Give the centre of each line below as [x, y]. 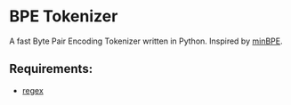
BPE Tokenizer [64, 16]
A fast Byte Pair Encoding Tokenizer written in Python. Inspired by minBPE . [146, 41]
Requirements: [51, 69]
